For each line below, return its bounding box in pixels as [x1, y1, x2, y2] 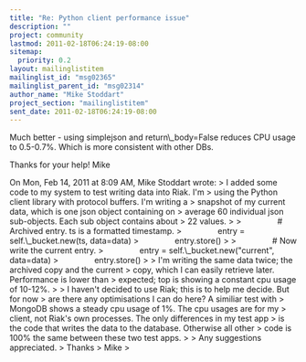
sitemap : [9, 48, 43, 57]
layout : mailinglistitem [9, 65, 104, 74]
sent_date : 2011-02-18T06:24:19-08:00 [9, 107, 157, 116]
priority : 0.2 [17, 56, 71, 65]
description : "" [9, 22, 71, 31]
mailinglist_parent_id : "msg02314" [9, 81, 145, 90]
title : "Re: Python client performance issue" [9, 13, 190, 23]
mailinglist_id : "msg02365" [9, 73, 117, 82]
